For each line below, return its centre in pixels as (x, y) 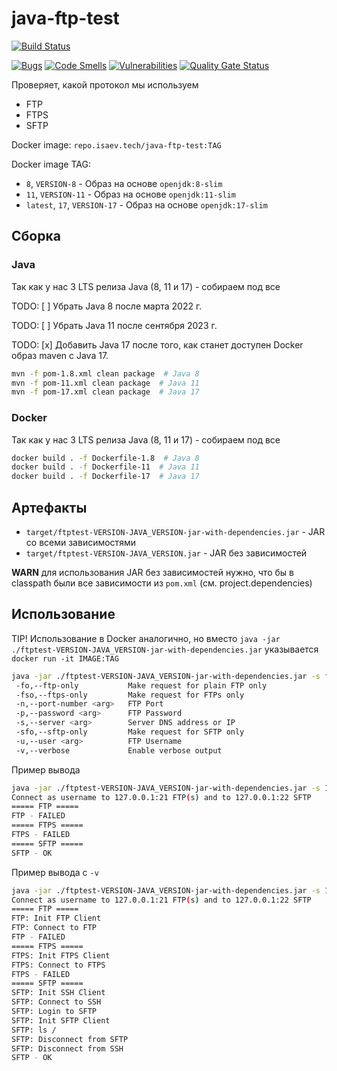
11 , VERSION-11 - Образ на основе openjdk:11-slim (130, 194)
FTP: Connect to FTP (54, 928)
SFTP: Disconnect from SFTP (70, 1039)
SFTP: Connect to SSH (56, 1002)
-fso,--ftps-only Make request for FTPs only (130, 695)
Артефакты (49, 507)
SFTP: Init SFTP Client (61, 1020)
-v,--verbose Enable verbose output (119, 750)
